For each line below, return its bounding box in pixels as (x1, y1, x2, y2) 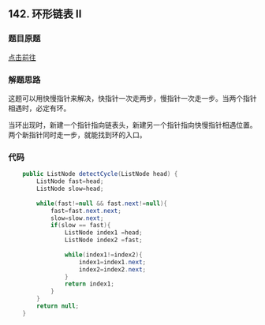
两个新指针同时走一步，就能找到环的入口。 (8, 129, 147, 140)
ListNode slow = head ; (36, 185, 104, 193)
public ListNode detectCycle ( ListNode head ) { (22, 170, 178, 178)
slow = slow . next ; (50, 214, 104, 222)
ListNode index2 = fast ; (64, 236, 144, 245)
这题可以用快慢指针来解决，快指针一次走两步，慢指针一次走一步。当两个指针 (8, 93, 257, 103)
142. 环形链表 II (8, 7, 82, 21)
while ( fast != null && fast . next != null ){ (36, 200, 168, 207)
